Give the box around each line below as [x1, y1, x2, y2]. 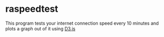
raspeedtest [5, 3, 58, 15]
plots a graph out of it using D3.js [5, 25, 76, 31]
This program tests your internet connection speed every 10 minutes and [5, 20, 159, 26]
